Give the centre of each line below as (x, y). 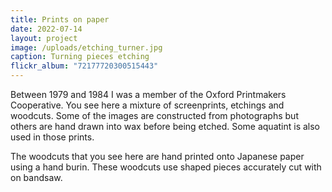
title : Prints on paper (60, 19)
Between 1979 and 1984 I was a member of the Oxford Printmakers (148, 94)
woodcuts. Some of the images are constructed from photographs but (154, 115)
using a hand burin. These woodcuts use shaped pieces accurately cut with (166, 167)
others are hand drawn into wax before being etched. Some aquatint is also (165, 126)
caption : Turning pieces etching (80, 57)
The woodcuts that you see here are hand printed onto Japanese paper (157, 156)
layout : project (44, 38)
